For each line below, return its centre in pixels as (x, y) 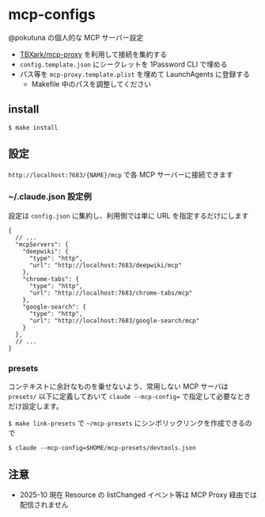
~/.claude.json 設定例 (50, 197)
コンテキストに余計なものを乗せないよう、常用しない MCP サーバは (118, 386)
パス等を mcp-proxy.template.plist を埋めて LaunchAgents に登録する (135, 74)
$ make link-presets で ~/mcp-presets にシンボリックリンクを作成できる (127, 423)
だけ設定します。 (36, 406)
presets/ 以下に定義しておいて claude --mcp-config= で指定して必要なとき (130, 397)
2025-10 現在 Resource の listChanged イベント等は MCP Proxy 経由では (138, 494)
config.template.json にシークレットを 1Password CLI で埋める (123, 64)
